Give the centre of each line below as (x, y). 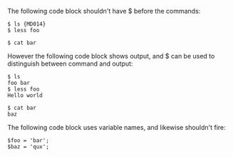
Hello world (25, 96)
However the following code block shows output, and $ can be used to (111, 56)
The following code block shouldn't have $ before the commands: (104, 11)
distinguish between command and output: (70, 64)
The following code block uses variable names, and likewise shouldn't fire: (116, 127)
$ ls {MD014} (27, 24)
